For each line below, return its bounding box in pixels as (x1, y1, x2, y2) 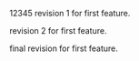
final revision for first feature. (9, 43, 118, 54)
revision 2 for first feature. (9, 25, 107, 36)
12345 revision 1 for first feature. (9, 8, 131, 18)
